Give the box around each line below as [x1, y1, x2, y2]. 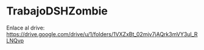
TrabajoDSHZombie [6, 4, 108, 18]
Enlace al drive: [6, 24, 45, 31]
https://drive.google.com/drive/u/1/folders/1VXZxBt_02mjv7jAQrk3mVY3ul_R [6, 30, 198, 37]
